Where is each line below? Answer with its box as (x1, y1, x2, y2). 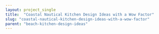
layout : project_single (5, 7, 56, 12)
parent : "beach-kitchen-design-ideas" (5, 21, 88, 26)
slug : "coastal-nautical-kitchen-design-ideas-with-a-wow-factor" (5, 16, 150, 21)
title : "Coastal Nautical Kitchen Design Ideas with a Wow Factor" (5, 12, 154, 17)
